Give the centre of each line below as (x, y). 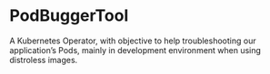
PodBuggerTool (69, 16)
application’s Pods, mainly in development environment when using (135, 50)
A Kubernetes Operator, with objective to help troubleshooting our (133, 41)
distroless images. (44, 60)
